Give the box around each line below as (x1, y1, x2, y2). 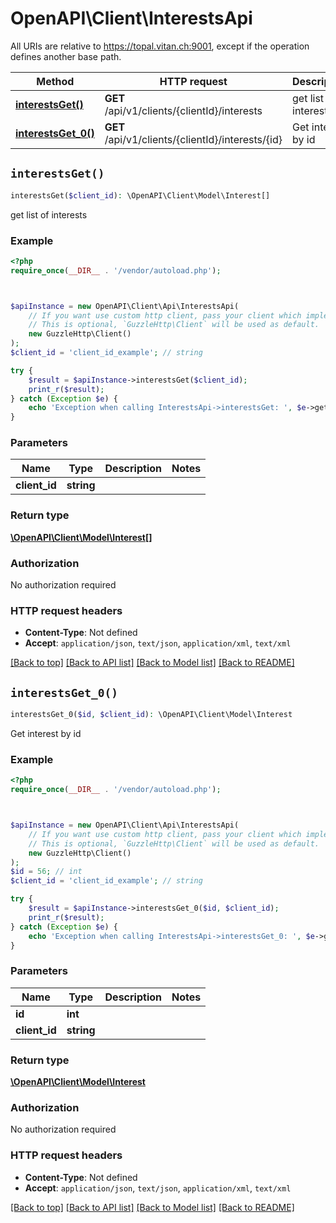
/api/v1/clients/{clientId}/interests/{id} (104, 132, 283, 146)
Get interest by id (10, 728, 82, 740)
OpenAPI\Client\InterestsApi (10, 7, 253, 30)
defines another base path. (10, 50, 122, 62)
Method (36, 74, 75, 88)
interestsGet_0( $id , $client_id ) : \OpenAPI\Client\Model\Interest (10, 710, 293, 720)
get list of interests (10, 208, 88, 221)
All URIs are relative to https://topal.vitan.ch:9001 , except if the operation (10, 40, 310, 52)
